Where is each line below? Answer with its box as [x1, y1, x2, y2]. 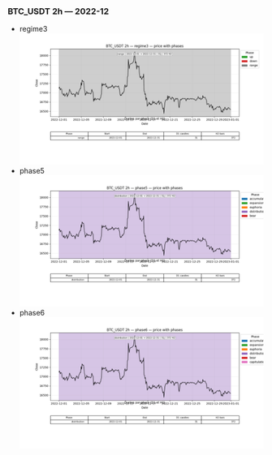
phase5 [19, 166, 45, 176]
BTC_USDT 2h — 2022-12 [7, 6, 110, 17]
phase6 [19, 307, 45, 317]
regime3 [19, 24, 48, 34]
